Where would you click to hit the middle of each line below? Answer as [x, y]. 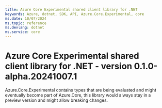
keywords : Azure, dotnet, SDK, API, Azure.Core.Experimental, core [75, 14]
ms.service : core [23, 32]
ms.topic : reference [26, 23]
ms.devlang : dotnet [25, 28]
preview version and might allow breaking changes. [57, 100]
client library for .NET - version [69, 66]
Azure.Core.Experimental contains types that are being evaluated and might [81, 90]
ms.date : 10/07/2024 [26, 18]
